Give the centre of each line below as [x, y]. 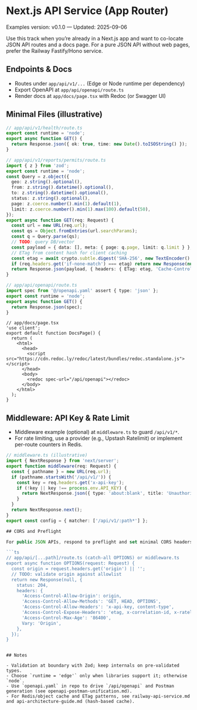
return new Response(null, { [47, 580]
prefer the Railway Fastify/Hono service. [55, 50]
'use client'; [23, 328]
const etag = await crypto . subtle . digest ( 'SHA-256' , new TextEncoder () [101, 258]
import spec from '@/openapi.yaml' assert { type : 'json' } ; [82, 291]
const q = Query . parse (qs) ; [46, 237]
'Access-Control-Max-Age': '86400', [66, 618]
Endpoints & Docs [39, 69]
